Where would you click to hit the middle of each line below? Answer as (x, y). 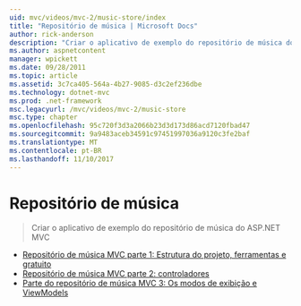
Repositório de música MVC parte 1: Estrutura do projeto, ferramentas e (154, 255)
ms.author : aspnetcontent (57, 51)
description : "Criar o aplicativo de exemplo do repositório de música (146, 42)
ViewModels (45, 293)
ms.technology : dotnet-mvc (60, 92)
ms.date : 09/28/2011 (48, 68)
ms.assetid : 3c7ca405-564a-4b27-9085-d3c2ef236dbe (106, 84)
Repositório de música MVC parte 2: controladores (116, 274)
